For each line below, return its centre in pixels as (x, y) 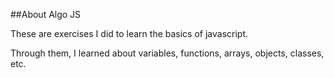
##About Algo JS (46, 14)
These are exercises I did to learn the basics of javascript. (129, 33)
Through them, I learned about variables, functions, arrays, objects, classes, (167, 53)
